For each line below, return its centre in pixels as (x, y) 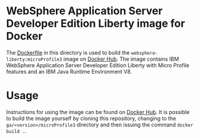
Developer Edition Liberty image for (96, 23)
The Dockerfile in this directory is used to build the (68, 52)
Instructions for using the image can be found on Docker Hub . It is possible (98, 112)
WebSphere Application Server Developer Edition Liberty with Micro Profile (98, 65)
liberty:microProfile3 (34, 59)
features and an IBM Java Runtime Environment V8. (69, 71)
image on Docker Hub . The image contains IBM (121, 59)
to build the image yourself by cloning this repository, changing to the (91, 118)
